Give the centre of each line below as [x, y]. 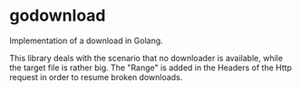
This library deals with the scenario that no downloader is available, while [146, 58]
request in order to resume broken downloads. [96, 76]
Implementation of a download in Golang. [86, 40]
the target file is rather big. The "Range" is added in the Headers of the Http [151, 67]
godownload [58, 16]
